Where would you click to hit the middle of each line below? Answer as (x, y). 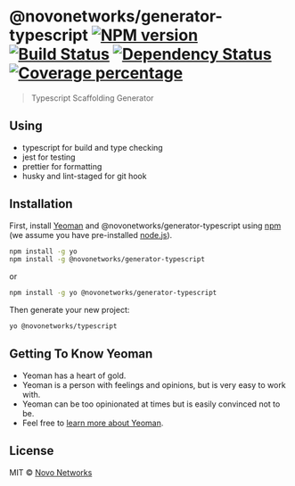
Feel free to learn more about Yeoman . (93, 423)
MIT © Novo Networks (51, 472)
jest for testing (49, 157)
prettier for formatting (62, 166)
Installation (41, 204)
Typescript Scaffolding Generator (92, 98)
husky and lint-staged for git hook (84, 176)
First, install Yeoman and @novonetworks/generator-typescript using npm (145, 226)
